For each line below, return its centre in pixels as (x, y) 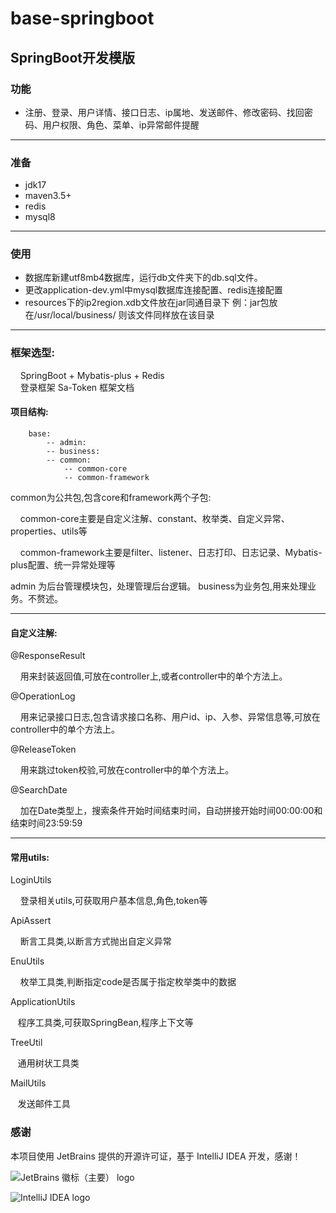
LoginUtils (31, 880)
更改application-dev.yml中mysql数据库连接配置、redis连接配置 (153, 290)
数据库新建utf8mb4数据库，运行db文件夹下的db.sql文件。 (143, 278)
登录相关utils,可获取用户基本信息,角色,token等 (113, 901)
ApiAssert (31, 921)
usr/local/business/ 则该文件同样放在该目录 (125, 315)
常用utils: (30, 857)
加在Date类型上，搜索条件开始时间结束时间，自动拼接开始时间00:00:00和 (171, 811)
